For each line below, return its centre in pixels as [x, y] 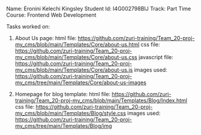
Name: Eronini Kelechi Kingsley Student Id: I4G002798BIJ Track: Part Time [99, 9]
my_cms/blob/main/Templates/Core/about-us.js [74, 70]
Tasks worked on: [28, 27]
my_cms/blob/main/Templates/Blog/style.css [70, 113]
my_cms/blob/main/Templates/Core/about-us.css [76, 57]
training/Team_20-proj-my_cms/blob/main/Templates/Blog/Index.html [101, 100]
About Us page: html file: [46, 38]
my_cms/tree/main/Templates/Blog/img [63, 126]
